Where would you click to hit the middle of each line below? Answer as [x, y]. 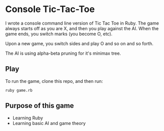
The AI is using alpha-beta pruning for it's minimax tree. [63, 53]
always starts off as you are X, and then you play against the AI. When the [82, 28]
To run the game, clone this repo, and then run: [54, 81]
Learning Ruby [28, 118]
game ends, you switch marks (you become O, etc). [59, 34]
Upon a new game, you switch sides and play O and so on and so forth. [79, 43]
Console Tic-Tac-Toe [50, 9]
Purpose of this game [40, 106]
